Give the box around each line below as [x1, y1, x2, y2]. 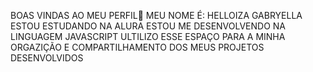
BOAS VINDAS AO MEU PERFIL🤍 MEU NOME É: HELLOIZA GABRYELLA [10, 10, 303, 21]
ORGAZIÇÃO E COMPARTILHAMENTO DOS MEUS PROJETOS [10, 41, 265, 53]
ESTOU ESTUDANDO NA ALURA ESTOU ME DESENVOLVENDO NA [10, 20, 287, 32]
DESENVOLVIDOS [10, 52, 84, 64]
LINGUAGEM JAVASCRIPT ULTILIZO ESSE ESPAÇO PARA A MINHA [10, 31, 286, 42]
